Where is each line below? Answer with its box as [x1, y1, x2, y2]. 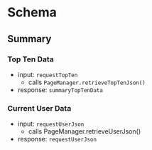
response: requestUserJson [17, 135, 97, 144]
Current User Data [7, 103, 72, 113]
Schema [7, 4, 57, 21]
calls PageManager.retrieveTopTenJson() [28, 78, 146, 86]
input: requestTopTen [17, 70, 78, 79]
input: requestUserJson [17, 119, 85, 129]
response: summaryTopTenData [17, 85, 103, 94]
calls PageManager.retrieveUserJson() [28, 127, 141, 136]
